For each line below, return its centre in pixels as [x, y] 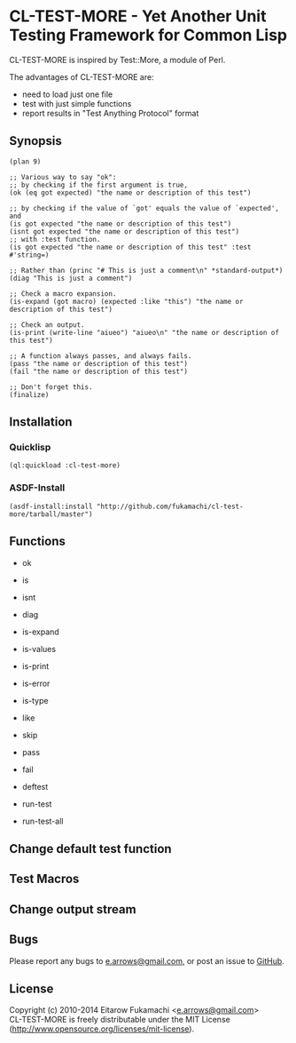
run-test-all [43, 821]
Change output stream [73, 909]
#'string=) [29, 255]
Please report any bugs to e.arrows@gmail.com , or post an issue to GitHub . [147, 960]
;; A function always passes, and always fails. [101, 356]
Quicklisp [30, 448]
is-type [35, 700]
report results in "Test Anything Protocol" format [110, 113]
